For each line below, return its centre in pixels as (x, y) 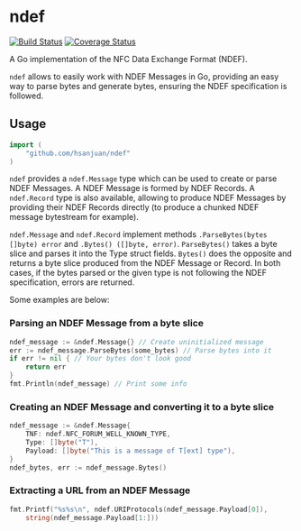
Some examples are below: (59, 300)
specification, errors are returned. (72, 282)
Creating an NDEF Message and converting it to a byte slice (142, 407)
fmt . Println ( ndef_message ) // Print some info (98, 384)
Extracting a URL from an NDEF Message (100, 490)
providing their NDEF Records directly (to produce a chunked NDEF (134, 207)
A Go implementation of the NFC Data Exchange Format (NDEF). (128, 59)
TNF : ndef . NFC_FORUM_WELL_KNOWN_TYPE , (98, 435)
